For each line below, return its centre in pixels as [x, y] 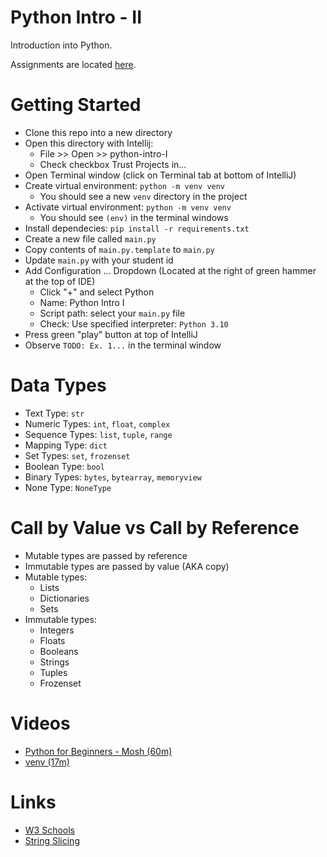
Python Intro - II [76, 17]
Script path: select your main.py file [112, 313]
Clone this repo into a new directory [98, 132]
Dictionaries [64, 598]
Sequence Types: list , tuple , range [98, 434]
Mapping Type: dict [66, 445]
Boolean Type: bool [64, 466]
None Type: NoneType [68, 487]
